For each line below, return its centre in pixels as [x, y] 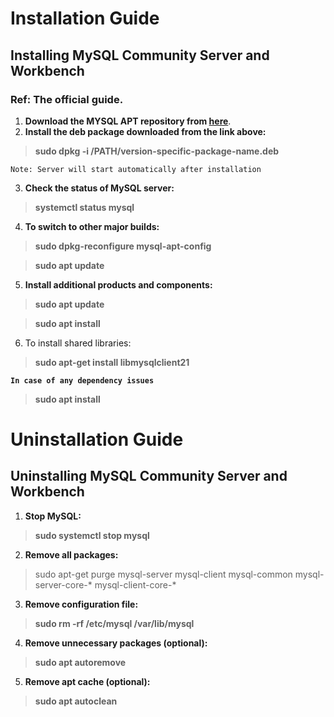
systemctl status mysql [84, 207]
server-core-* [63, 584]
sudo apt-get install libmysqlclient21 [112, 362]
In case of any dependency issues [82, 380]
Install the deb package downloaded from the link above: [145, 131]
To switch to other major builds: [92, 226]
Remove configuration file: [81, 604]
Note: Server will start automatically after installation [136, 169]
